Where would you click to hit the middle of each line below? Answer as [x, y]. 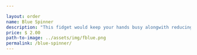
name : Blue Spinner [30, 22]
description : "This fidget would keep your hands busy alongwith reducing [99, 27]
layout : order [23, 16]
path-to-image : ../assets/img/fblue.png [56, 38]
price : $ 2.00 [23, 32]
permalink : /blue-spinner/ [39, 43]
